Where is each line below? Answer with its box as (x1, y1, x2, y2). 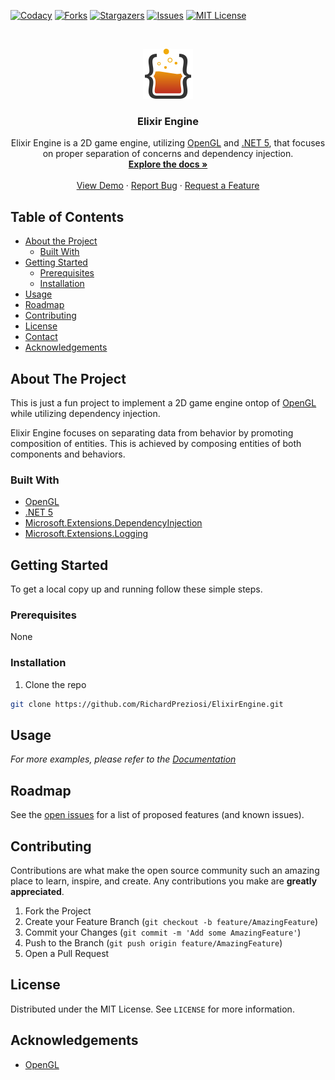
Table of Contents (10, 208, 125, 225)
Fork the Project (24, 905, 92, 917)
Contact (24, 331, 58, 343)
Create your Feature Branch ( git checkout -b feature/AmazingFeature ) (24, 915, 319, 927)
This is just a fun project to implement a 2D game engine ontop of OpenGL (10, 396, 317, 409)
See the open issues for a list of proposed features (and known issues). (10, 809, 305, 821)
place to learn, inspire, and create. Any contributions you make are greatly (10, 875, 318, 887)
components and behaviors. (10, 448, 126, 460)
